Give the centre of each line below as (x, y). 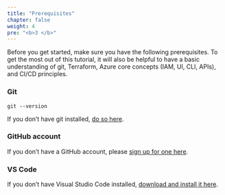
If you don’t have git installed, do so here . (66, 119)
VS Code (22, 169)
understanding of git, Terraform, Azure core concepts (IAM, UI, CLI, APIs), (111, 67)
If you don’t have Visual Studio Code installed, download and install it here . (113, 184)
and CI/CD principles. (37, 74)
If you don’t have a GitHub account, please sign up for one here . (98, 151)
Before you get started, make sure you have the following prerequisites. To (113, 52)
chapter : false (29, 20)
